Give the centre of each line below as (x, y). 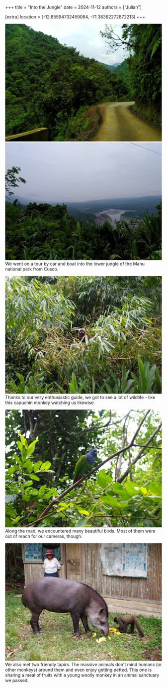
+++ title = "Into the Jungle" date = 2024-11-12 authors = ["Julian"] (73, 7)
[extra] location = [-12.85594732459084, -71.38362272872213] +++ (75, 17)
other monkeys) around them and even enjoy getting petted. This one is (79, 670)
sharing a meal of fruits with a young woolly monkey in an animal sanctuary (82, 675)
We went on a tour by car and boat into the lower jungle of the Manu (75, 264)
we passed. (17, 680)
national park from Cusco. (32, 269)
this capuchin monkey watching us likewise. (50, 403)
